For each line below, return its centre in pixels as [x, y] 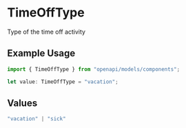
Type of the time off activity [46, 32]
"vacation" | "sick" [37, 119]
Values [22, 103]
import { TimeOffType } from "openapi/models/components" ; [94, 69]
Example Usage [41, 53]
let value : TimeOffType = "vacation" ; [63, 82]
